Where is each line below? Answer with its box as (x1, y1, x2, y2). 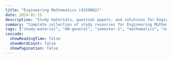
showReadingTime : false (10, 36, 60, 42)
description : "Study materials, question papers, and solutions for (5, 17, 155, 22)
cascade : (5, 31, 24, 36)
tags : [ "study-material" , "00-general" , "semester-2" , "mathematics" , (5, 27, 159, 32)
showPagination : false (10, 46, 58, 51)
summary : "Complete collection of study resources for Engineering (5, 22, 153, 27)
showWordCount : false (10, 41, 56, 46)
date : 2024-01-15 (5, 12, 42, 17)
